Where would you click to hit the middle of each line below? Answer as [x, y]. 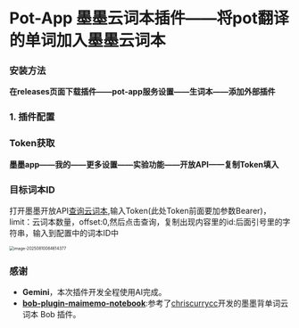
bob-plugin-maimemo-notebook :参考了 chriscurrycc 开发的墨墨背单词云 [155, 303]
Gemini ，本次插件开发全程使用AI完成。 [94, 292]
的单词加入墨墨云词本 [88, 41]
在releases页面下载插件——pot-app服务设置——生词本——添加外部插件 [142, 92]
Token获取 [32, 143]
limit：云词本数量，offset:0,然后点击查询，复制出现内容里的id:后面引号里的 [146, 222]
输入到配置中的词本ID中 [75, 233]
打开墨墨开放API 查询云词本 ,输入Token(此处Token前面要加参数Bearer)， [140, 211]
